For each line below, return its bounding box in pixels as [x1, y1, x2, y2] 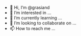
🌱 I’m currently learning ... [9, 15, 62, 20]
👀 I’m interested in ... [9, 10, 52, 16]
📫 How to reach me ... [9, 26, 55, 31]
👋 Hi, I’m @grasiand [9, 5, 50, 10]
